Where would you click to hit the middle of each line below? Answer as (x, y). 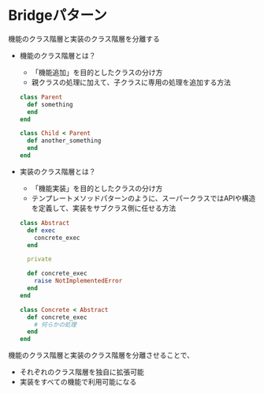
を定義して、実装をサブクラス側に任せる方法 (104, 208)
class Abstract (45, 223)
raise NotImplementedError (78, 281)
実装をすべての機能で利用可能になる (78, 382)
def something (50, 104)
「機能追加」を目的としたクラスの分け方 (97, 72)
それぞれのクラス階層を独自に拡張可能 (82, 372)
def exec (41, 230)
